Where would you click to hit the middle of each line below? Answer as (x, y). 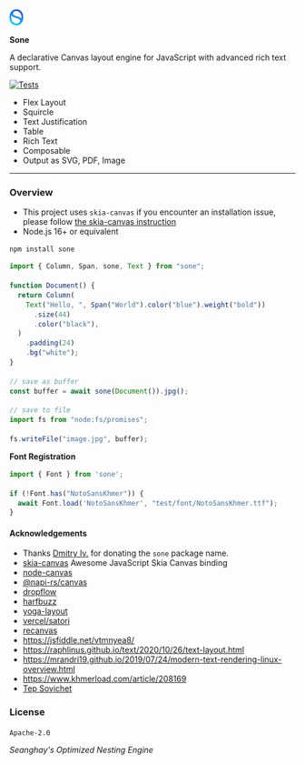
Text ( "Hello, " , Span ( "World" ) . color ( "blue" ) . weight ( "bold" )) (146, 305)
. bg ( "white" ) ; (52, 353)
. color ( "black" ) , (66, 324)
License (27, 712)
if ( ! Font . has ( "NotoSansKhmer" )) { (77, 493)
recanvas (40, 630)
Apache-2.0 (30, 733)
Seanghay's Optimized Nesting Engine (82, 749)
